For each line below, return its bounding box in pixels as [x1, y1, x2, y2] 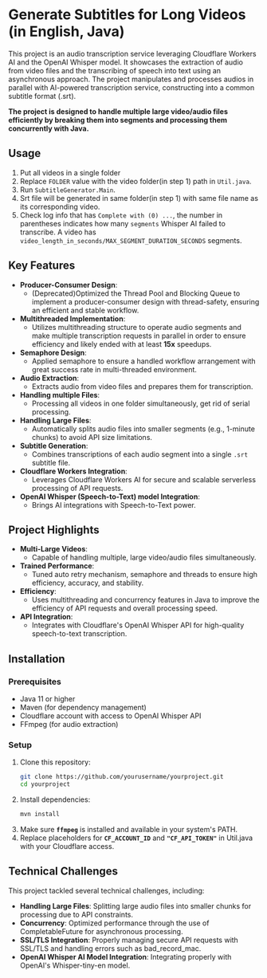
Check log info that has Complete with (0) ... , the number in [19, 210, 223, 220]
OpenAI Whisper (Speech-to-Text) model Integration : [19, 492, 201, 501]
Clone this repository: [19, 757, 91, 767]
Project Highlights [8, 523, 100, 536]
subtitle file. [31, 458, 71, 467]
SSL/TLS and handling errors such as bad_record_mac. [19, 943, 202, 953]
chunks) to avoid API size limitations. [31, 432, 153, 442]
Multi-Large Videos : [19, 544, 88, 554]
